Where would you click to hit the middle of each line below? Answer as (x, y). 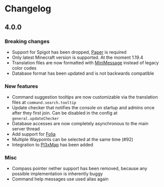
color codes (24, 68)
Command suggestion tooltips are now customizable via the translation (85, 97)
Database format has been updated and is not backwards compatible (83, 73)
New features (21, 86)
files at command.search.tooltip (44, 102)
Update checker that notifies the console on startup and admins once (83, 108)
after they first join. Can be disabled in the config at (65, 113)
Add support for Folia (34, 134)
